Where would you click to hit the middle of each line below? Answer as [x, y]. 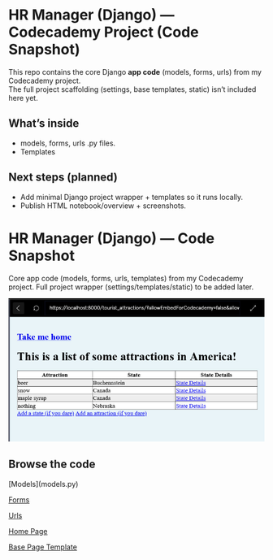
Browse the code [52, 464]
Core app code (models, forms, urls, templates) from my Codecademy [126, 278]
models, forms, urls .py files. [68, 143]
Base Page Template [43, 547]
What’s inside [44, 124]
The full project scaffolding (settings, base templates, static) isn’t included [132, 89]
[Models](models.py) [43, 484]
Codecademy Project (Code [104, 32]
